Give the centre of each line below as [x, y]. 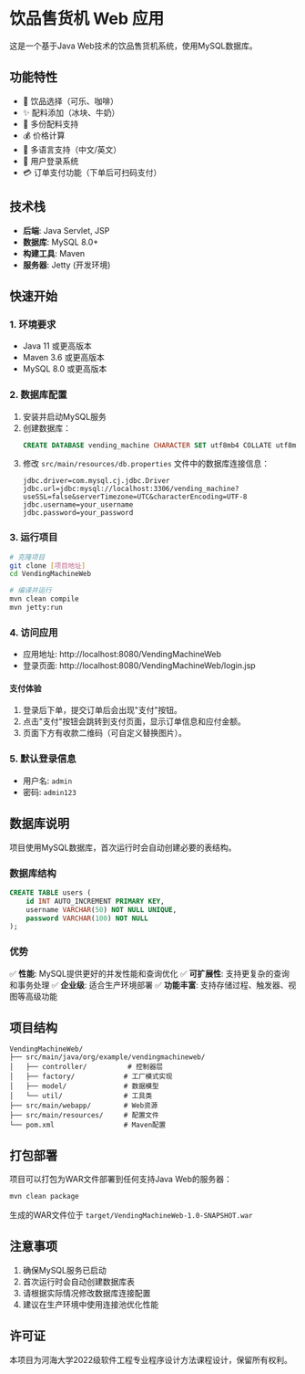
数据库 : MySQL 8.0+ [61, 242]
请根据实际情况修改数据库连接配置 [86, 1293]
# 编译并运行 [30, 591]
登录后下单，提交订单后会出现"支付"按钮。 [102, 710]
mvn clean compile [44, 599]
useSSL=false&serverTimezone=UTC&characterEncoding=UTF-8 [135, 497]
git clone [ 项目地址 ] [48, 566]
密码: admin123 [50, 792]
